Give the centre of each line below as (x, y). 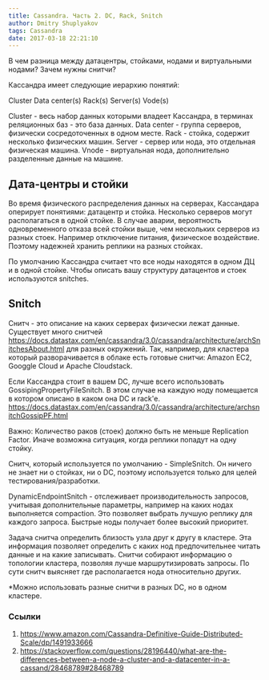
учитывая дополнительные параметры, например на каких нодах (121, 505)
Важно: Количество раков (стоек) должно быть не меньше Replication (129, 431)
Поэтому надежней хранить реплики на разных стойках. (106, 246)
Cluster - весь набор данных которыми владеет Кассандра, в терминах (131, 116)
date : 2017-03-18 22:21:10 (53, 38)
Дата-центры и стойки (68, 184)
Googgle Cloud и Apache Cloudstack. (70, 365)
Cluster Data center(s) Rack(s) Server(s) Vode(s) (89, 100)
